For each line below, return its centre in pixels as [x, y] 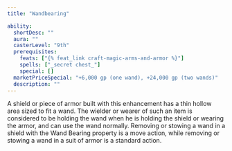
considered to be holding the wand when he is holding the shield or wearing [115, 118]
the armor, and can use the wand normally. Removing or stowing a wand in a [116, 126]
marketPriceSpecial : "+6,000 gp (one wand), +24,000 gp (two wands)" [116, 78]
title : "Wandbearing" [38, 14]
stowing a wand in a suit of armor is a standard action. [84, 141]
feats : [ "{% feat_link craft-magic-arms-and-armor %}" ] [102, 59]
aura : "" [26, 39]
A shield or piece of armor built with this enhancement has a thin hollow [109, 104]
